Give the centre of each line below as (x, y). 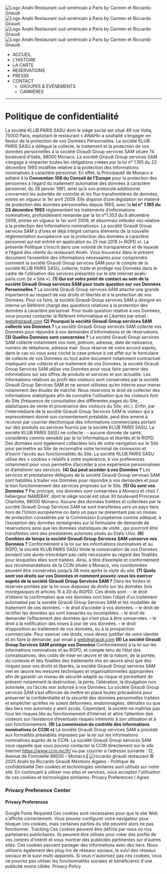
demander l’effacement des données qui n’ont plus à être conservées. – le (81, 618)
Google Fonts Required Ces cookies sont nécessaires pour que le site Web (82, 813)
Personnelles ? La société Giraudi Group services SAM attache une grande (82, 289)
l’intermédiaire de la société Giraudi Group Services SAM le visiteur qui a (80, 411)
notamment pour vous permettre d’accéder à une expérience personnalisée (83, 464)
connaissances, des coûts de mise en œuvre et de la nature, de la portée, (81, 655)
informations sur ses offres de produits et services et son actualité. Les (78, 374)
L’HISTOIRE (24, 60)
